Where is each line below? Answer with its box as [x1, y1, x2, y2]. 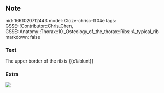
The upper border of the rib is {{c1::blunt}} [5, 58, 94, 64]
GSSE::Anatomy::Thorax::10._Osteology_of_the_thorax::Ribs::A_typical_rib [5, 28, 159, 35]
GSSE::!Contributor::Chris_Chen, [5, 23, 73, 29]
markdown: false [5, 34, 41, 40]
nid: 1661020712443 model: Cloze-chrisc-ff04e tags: [5, 17, 116, 23]
